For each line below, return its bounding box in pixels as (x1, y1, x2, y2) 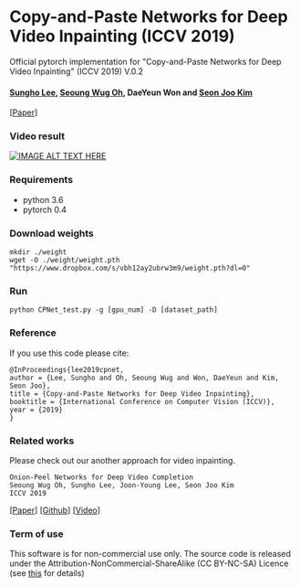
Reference (9, 326, 57, 339)
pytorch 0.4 (22, 204, 67, 215)
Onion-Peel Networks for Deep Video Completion (9, 473, 194, 482)
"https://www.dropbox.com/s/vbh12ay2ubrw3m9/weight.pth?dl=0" (9, 263, 251, 273)
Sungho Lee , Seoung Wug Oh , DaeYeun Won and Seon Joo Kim (9, 87, 253, 98)
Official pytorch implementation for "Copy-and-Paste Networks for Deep (9, 56, 282, 67)
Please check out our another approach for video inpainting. (9, 454, 235, 465)
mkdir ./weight (9, 248, 67, 257)
